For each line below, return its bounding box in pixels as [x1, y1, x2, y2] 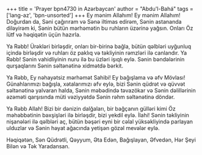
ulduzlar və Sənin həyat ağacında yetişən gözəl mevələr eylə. [6, 125, 160, 131]
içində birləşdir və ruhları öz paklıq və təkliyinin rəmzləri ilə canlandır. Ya [6, 49, 187, 57]
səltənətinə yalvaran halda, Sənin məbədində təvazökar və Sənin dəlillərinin [6, 87, 197, 94]
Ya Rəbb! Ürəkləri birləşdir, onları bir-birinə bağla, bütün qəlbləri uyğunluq [6, 43, 192, 50]
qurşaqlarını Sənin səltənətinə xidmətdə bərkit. [6, 62, 124, 69]
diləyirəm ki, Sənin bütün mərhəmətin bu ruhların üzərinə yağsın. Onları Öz [6, 24, 193, 32]
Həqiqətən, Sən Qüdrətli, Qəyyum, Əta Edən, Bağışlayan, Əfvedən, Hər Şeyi [6, 136, 197, 143]
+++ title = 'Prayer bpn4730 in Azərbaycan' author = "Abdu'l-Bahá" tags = [6, 5, 193, 12]
